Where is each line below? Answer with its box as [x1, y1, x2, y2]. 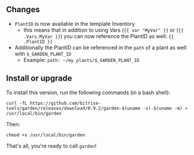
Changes [6, 5, 40, 15]
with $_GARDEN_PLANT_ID [14, 50, 72, 57]
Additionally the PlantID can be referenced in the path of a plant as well [14, 44, 187, 51]
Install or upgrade [6, 73, 72, 84]
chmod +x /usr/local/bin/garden [6, 132, 85, 138]
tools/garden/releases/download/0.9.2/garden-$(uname [6, 105, 141, 111]
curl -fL [6, 100, 28, 106]
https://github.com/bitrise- [29, 100, 101, 106]
